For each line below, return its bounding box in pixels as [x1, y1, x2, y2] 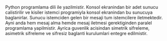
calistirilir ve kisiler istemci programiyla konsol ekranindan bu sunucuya [5, 9, 153, 15]
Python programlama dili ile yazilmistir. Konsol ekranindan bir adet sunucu [5, 4, 158, 10]
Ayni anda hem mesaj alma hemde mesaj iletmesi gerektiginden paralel [5, 20, 152, 26]
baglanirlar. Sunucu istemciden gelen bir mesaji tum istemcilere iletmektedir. [5, 15, 163, 20]
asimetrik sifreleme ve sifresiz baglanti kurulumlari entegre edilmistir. [5, 31, 148, 36]
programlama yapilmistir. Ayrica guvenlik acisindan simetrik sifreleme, [5, 25, 150, 31]
